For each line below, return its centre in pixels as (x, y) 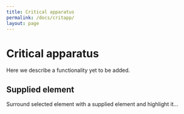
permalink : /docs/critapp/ (40, 18)
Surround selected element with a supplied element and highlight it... (92, 104)
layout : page (23, 23)
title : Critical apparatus (40, 12)
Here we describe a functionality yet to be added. (68, 70)
